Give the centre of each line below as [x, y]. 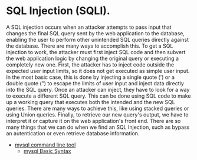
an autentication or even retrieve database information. [73, 133]
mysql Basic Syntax [47, 151]
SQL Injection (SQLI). [58, 11]
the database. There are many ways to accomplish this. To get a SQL [90, 46]
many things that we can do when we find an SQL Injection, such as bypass [98, 127]
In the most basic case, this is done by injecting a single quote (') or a [91, 77]
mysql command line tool [45, 145]
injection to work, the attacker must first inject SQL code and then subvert [96, 52]
